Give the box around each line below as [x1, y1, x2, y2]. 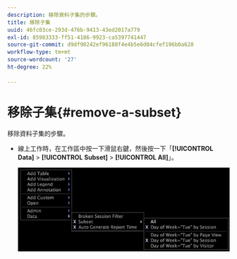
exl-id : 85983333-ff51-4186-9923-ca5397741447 [7, 34, 147, 41]
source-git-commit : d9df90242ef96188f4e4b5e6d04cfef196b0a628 [7, 41, 194, 49]
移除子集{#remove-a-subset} [7, 104, 182, 120]
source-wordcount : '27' [7, 56, 78, 64]
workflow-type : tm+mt [7, 49, 71, 56]
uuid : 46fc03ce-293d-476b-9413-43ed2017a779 [7, 26, 140, 33]
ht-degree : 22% [7, 64, 52, 71]
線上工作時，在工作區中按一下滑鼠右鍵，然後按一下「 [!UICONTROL [17, 144, 214, 152]
